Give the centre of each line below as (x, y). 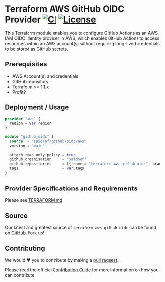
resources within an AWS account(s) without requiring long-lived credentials (82, 43)
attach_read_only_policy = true (43, 155)
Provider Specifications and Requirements (71, 188)
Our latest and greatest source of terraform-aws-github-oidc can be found (81, 227)
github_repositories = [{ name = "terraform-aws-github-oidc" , (80, 164)
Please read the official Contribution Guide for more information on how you (82, 270)
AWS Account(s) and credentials (45, 76)
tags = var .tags (47, 168)
